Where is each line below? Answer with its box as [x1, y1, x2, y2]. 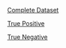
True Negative [7, 33, 48, 41]
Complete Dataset [7, 6, 59, 14]
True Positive [7, 19, 45, 27]
